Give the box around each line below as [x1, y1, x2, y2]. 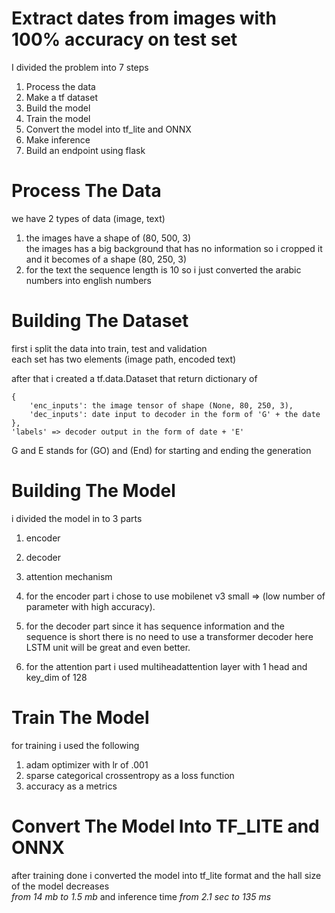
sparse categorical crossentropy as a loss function [25, 769, 235, 781]
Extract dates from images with [11, 7, 277, 30]
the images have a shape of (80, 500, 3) [25, 232, 192, 244]
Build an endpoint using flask [25, 144, 146, 156]
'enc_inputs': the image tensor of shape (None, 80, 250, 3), [29, 400, 294, 411]
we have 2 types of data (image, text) [11, 212, 166, 224]
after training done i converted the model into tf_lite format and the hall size [11, 869, 322, 881]
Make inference [25, 133, 91, 146]
